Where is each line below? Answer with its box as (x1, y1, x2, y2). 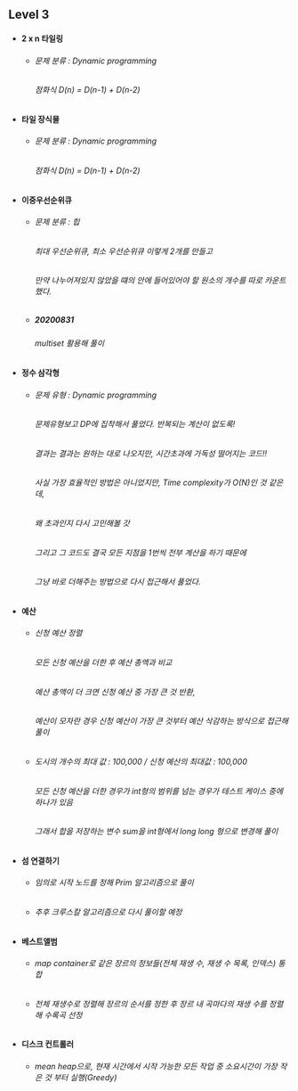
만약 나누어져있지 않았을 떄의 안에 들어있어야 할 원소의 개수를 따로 (34, 275, 263, 286)
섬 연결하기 (20, 855, 60, 865)
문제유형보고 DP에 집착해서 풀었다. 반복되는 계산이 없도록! (34, 419, 236, 430)
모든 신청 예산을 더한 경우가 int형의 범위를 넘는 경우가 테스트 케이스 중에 (34, 785, 284, 796)
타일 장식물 (20, 113, 60, 124)
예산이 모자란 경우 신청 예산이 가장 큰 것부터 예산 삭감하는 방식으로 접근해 (34, 716, 289, 726)
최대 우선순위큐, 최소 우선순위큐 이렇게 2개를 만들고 (34, 245, 213, 257)
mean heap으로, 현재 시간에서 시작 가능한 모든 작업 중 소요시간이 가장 (34, 1061, 278, 1071)
